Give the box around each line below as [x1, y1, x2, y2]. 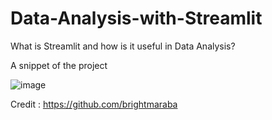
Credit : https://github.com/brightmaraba [10, 98, 178, 110]
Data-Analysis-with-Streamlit [10, 7, 263, 30]
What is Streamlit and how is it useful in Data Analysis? [10, 40, 236, 52]
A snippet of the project [10, 59, 108, 71]
